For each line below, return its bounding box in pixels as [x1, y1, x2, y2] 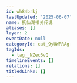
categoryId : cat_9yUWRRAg [6, 41, 69, 47]
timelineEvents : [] [6, 57, 54, 63]
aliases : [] [6, 25, 35, 31]
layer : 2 [6, 30, 28, 36]
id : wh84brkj [6, 8, 38, 15]
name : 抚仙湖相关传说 [6, 19, 53, 25]
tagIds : [6, 47, 25, 53]
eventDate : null [6, 36, 46, 41]
